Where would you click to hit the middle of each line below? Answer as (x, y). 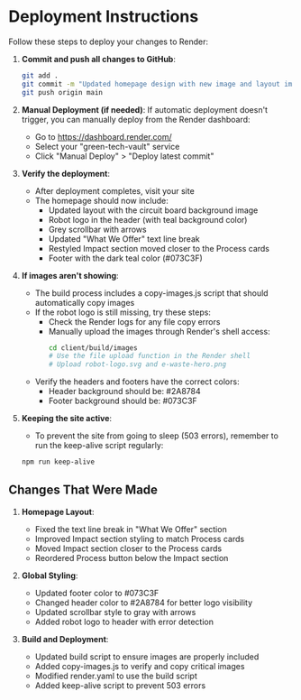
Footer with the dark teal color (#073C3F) (126, 258)
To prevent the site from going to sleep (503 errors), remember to (156, 436)
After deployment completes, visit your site (114, 190)
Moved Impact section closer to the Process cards (128, 548)
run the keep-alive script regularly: (99, 446)
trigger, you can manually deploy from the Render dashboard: (136, 119)
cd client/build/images (93, 348)
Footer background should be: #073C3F (123, 401)
